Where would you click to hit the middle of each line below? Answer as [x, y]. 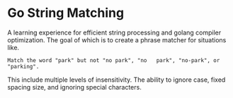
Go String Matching [66, 13]
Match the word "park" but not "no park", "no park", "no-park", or [114, 60]
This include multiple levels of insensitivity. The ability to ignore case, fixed [116, 80]
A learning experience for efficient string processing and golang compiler [114, 32]
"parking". [23, 66]
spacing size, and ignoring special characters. [74, 87]
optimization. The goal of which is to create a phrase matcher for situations [117, 39]
